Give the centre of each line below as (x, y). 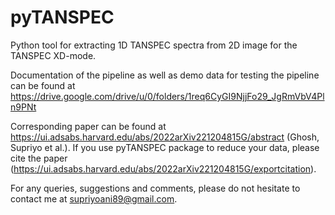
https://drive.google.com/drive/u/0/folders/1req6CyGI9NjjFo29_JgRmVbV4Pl (167, 96)
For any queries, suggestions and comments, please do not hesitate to (155, 188)
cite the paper (39, 158)
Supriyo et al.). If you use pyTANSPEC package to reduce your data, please (165, 147)
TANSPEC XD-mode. (53, 55)
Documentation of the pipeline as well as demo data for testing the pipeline (165, 75)
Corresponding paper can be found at (88, 126)
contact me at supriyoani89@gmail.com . (94, 198)
